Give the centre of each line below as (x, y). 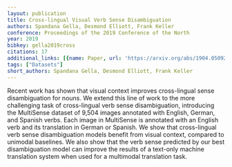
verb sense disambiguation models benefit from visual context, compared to (116, 134)
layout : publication (37, 13)
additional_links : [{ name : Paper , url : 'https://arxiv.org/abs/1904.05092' (118, 58)
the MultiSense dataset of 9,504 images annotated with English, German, (111, 112)
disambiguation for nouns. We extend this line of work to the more (101, 98)
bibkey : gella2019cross (41, 45)
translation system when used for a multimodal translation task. (97, 156)
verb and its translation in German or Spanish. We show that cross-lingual (112, 127)
